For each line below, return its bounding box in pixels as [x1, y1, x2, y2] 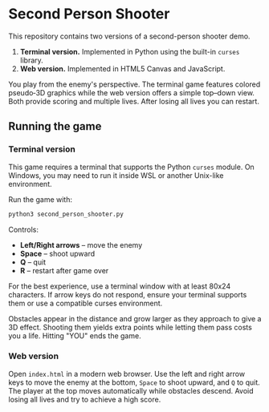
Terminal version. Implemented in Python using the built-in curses [19, 46, 240, 56]
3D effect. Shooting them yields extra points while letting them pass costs [8, 322, 253, 332]
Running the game [8, 119, 102, 133]
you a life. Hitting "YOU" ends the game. [8, 330, 142, 341]
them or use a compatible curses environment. [8, 298, 163, 308]
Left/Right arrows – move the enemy [19, 240, 143, 249]
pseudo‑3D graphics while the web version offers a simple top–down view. [8, 87, 255, 97]
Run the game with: [8, 194, 73, 204]
